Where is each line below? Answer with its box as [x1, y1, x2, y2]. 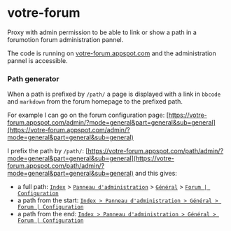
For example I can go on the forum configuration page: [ [7, 111, 169, 120]
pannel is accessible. [7, 56, 68, 64]
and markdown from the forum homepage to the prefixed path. [7, 97, 183, 106]
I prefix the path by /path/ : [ [7, 147, 89, 155]
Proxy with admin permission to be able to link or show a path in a [7, 28, 197, 36]
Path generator [7, 73, 59, 83]
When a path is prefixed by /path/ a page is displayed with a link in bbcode [7, 90, 221, 99]
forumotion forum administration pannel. [7, 35, 124, 43]
